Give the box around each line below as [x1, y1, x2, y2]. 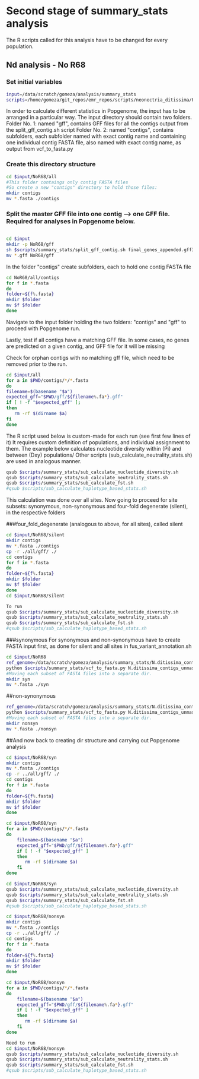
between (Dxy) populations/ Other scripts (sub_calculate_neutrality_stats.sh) [6, 451, 192, 458]
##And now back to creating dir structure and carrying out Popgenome [6, 736, 180, 743]
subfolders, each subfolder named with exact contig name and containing [6, 132, 187, 140]
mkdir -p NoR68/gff [6, 242, 54, 248]
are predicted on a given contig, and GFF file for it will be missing [6, 343, 165, 350]
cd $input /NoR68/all [6, 173, 57, 179]
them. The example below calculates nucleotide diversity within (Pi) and [6, 445, 182, 452]
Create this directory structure [6, 160, 96, 169]
